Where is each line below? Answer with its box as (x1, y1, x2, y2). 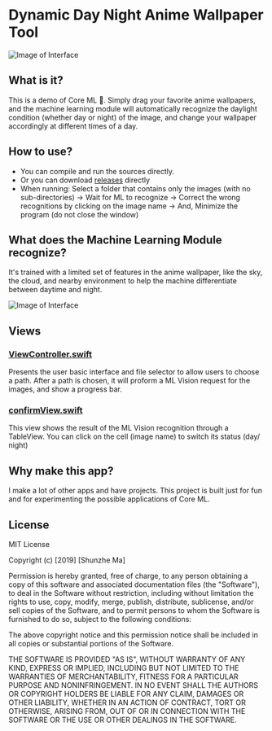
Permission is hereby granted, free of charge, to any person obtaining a (8, 571, 248, 580)
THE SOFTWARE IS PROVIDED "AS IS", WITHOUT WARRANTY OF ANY (8, 654, 246, 664)
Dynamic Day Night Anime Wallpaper (8, 6, 265, 24)
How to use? (8, 145, 73, 159)
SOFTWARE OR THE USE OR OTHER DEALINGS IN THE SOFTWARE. (8, 715, 237, 724)
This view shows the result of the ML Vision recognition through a (8, 423, 230, 433)
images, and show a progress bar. (8, 384, 122, 394)
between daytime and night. (8, 285, 103, 295)
